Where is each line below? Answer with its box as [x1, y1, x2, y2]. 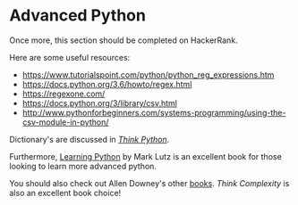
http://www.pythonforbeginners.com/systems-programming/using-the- [21, 107, 286, 118]
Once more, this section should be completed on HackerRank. [9, 35, 239, 45]
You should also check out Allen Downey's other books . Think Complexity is [9, 177, 290, 188]
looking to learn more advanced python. [9, 160, 157, 171]
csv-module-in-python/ [21, 117, 109, 127]
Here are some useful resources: [9, 52, 131, 62]
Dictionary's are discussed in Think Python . [9, 134, 170, 144]
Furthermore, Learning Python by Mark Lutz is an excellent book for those [9, 151, 282, 161]
